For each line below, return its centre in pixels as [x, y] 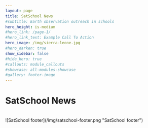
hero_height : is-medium [30, 27]
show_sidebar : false [27, 53]
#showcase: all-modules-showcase [41, 70]
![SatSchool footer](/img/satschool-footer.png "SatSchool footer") [74, 120]
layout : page [19, 11]
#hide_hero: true [24, 59]
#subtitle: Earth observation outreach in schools [60, 21]
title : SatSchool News [29, 16]
